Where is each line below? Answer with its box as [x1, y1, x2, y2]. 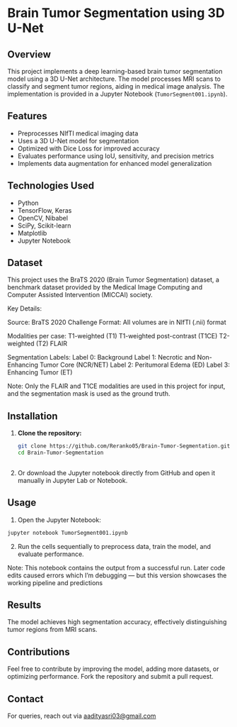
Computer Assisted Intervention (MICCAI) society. [7, 291, 154, 299]
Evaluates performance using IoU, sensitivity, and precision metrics [17, 151, 214, 160]
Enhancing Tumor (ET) [7, 368, 73, 377]
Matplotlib [17, 228, 47, 237]
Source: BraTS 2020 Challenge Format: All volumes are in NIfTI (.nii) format [7, 318, 226, 327]
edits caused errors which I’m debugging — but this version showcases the [7, 571, 227, 579]
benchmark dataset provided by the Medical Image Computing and [7, 283, 203, 292]
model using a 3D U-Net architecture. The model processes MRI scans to [7, 74, 221, 83]
